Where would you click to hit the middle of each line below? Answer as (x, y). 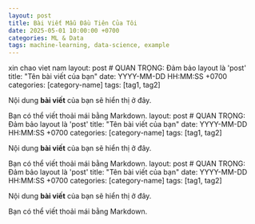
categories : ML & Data (46, 38)
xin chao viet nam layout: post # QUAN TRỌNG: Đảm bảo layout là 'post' (127, 68)
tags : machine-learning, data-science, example (89, 45)
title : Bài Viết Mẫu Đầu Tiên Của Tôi (73, 23)
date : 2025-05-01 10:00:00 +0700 (64, 30)
